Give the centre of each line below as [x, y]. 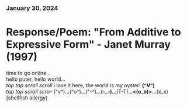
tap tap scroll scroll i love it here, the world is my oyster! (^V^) [80, 85]
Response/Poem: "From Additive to [93, 32]
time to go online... [29, 73]
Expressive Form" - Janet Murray [89, 44]
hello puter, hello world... [36, 79]
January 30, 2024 [32, 8]
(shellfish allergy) [27, 98]
